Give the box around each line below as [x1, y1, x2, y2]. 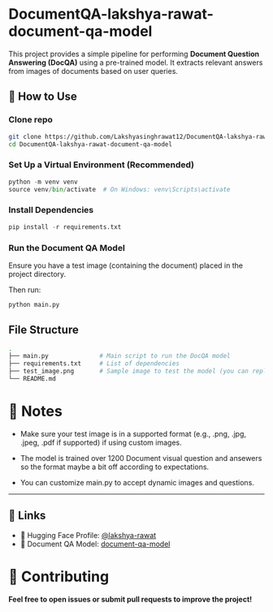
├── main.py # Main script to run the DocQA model [8, 352, 231, 360]
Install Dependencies [8, 205, 94, 216]
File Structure [8, 323, 79, 337]
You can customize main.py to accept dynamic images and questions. [19, 477, 254, 487]
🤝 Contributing [8, 567, 110, 585]
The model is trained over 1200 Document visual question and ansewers [19, 453, 262, 463]
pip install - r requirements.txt [8, 222, 122, 231]
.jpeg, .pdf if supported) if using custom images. [19, 437, 182, 447]
